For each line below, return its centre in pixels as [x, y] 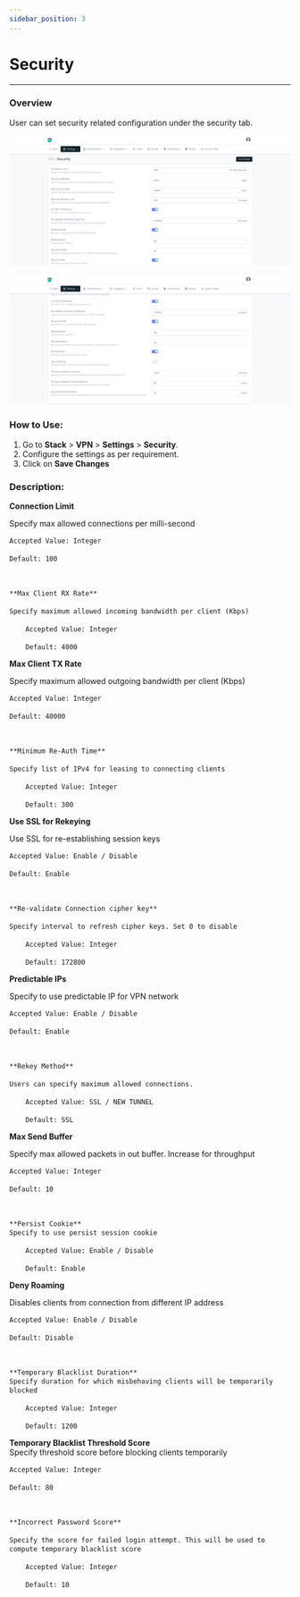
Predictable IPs [38, 979]
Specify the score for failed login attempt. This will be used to [137, 1541]
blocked [24, 1390]
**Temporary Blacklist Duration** [74, 1373]
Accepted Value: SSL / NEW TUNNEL [89, 1103]
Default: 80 [31, 1488]
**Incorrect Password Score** [66, 1523]
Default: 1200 [51, 1426]
